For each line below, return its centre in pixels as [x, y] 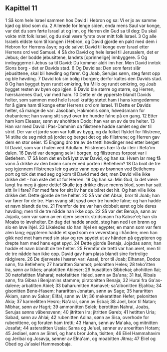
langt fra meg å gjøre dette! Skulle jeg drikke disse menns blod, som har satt [83, 185]
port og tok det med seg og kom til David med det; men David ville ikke [78, 174]
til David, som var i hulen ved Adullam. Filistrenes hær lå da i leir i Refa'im [80, 147]
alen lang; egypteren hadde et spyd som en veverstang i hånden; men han [82, 232]
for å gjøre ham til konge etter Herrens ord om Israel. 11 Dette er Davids [78, 105]
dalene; [13, 285]
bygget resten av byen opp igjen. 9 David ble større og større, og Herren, [80, 89]
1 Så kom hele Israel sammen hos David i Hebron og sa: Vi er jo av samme [81, 20]
